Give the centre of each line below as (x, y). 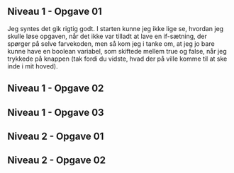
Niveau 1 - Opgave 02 (56, 89)
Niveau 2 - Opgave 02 (57, 161)
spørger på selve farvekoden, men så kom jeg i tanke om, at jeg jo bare (111, 43)
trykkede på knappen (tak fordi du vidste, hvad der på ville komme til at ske (117, 59)
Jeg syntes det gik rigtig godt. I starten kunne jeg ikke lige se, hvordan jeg (116, 28)
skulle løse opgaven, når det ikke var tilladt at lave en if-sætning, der (107, 36)
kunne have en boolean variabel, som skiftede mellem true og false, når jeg (117, 51)
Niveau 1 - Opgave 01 (55, 12)
